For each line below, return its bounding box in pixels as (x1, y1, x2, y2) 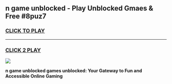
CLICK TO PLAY (5, 27, 45, 35)
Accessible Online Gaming (5, 73, 63, 79)
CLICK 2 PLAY (5, 46, 41, 53)
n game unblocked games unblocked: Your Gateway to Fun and (5, 67, 142, 73)
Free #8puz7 (5, 12, 47, 21)
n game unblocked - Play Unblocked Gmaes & (5, 4, 154, 13)
